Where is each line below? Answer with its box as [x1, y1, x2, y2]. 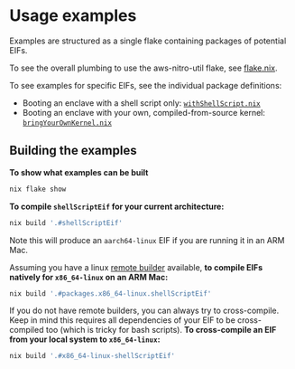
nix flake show [9, 184, 67, 194]
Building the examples [9, 143, 137, 158]
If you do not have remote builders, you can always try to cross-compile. [9, 305, 280, 317]
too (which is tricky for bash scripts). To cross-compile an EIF [45, 325, 277, 336]
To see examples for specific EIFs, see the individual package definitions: [9, 80, 282, 90]
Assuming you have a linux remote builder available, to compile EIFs [9, 261, 263, 272]
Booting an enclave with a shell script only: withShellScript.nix [22, 97, 262, 109]
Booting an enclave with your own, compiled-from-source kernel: [22, 107, 266, 118]
